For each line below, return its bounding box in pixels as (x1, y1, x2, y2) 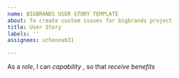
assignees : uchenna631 (7, 37, 74, 44)
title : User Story (7, 23, 62, 30)
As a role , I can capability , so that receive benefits (7, 62, 156, 71)
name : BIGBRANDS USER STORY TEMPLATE (7, 10, 119, 18)
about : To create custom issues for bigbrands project (7, 17, 173, 24)
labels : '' (7, 30, 40, 38)
